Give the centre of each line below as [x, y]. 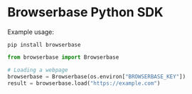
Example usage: [31, 32]
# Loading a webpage [38, 70]
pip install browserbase [44, 45]
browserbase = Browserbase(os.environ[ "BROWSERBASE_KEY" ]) [97, 76]
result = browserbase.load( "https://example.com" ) [84, 83]
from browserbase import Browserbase [63, 57]
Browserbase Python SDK [85, 12]
